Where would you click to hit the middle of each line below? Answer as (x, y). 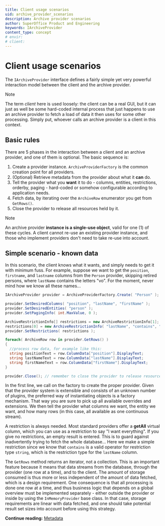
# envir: (14, 37)
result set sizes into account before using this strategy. (61, 509)
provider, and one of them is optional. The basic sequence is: (67, 157)
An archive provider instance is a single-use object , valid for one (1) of (77, 227)
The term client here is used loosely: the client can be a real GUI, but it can (81, 104)
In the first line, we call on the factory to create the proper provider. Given (79, 386)
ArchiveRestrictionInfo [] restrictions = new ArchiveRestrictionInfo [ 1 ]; (82, 322)
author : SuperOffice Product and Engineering (52, 23)
